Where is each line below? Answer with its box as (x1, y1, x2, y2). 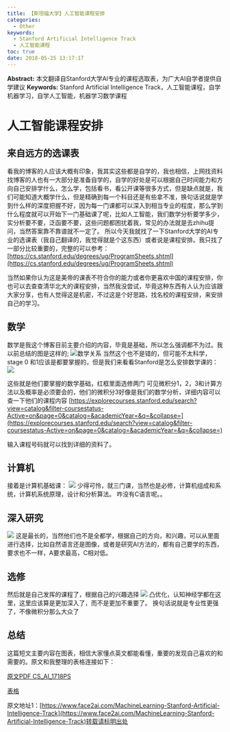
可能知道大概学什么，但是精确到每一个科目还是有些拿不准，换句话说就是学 (12, 193, 223, 201)
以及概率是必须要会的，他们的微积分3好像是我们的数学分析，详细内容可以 (12, 388, 221, 396)
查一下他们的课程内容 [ (7, 396, 72, 405)
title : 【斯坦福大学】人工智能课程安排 (7, 10, 105, 17)
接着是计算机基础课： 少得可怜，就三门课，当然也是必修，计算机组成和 (7, 482, 216, 490)
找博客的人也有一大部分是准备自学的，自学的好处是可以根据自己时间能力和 (7, 176, 217, 184)
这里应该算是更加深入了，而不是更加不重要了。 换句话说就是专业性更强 (18, 599, 219, 607)
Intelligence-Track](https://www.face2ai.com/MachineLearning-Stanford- (7, 709, 215, 717)
